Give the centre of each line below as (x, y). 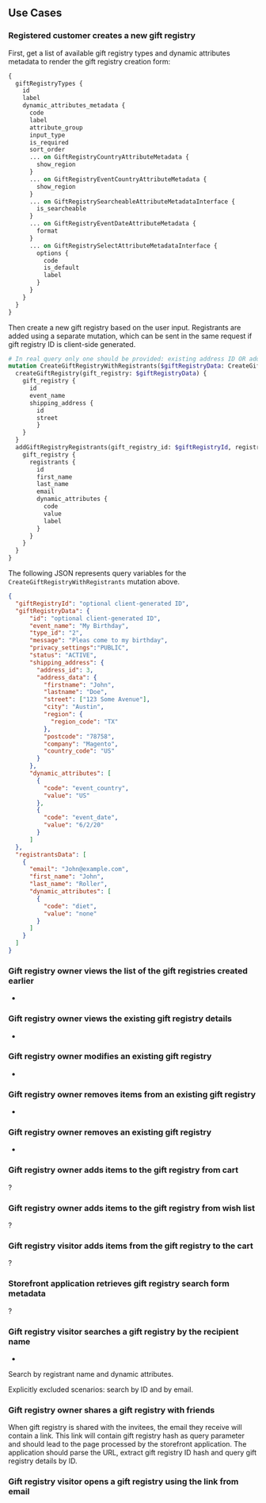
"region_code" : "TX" (84, 722)
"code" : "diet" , (70, 906)
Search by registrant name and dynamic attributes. (91, 1374)
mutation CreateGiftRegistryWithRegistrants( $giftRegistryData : (116, 366)
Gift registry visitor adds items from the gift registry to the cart (131, 1246)
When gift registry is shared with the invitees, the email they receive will (125, 1428)
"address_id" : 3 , (65, 670)
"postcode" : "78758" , (79, 736)
